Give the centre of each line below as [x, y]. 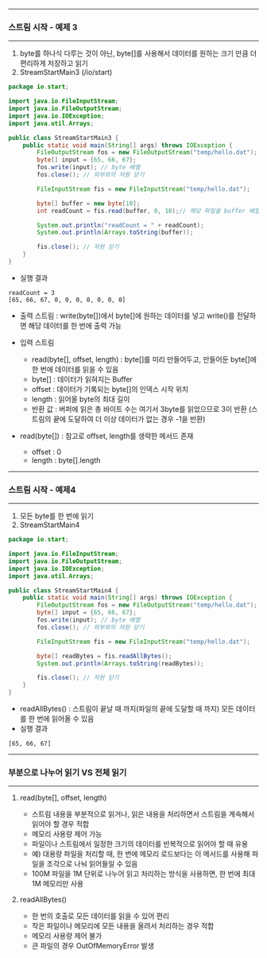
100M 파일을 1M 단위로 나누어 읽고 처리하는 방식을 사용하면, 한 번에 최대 [143, 874]
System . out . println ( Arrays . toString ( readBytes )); [120, 663]
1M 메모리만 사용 [58, 884]
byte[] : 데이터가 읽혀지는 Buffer [82, 379]
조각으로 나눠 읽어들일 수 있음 [92, 864]
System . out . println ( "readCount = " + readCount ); [120, 225]
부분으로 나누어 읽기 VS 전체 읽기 [68, 773]
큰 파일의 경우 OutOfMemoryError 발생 [93, 946]
